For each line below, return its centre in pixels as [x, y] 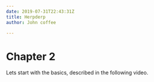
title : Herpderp [26, 17]
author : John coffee [31, 22]
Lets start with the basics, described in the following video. [77, 73]
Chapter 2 [31, 57]
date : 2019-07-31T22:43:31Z [40, 11]
